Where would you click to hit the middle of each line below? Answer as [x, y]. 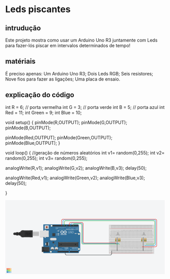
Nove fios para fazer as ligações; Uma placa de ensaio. [63, 79]
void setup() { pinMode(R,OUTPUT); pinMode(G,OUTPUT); [66, 122]
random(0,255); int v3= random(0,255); [46, 158]
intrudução [23, 28]
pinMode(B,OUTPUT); [28, 128]
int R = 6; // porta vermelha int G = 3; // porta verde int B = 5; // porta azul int [85, 107]
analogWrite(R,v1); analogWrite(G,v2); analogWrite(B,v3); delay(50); [76, 168]
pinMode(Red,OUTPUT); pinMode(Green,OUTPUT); [59, 137]
